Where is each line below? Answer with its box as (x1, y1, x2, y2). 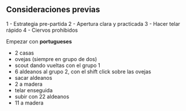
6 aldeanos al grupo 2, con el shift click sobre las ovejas (14, 68, 152, 75)
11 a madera (14, 99, 44, 106)
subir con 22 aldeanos (14, 93, 70, 100)
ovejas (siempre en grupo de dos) (14, 55, 97, 62)
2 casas (14, 49, 34, 56)
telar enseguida (14, 86, 53, 93)
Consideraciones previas (6, 5, 100, 15)
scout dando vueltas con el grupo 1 (14, 62, 100, 69)
